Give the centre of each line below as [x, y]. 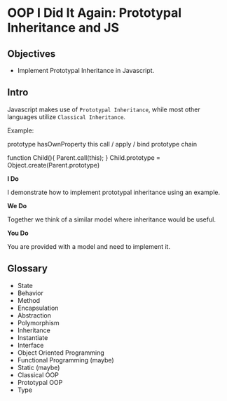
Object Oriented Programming [61, 353]
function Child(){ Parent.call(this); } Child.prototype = [84, 157]
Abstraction [34, 315]
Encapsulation [38, 308]
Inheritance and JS [63, 28]
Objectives [32, 54]
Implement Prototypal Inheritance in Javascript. [86, 70]
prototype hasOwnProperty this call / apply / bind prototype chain [102, 144]
